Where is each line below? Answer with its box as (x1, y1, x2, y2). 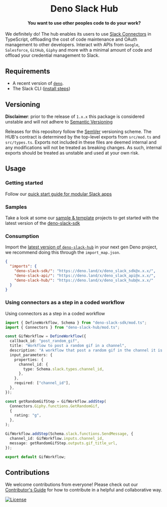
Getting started (5, 179, 44, 186)
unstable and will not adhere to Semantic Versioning (5, 119, 113, 125)
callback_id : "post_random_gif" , (10, 338, 80, 344)
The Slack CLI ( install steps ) (12, 86, 71, 92)
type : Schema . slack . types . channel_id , (23, 366, 104, 371)
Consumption (5, 232, 39, 239)
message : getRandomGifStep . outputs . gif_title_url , (10, 440, 118, 446)
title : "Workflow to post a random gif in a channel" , (10, 343, 127, 348)
